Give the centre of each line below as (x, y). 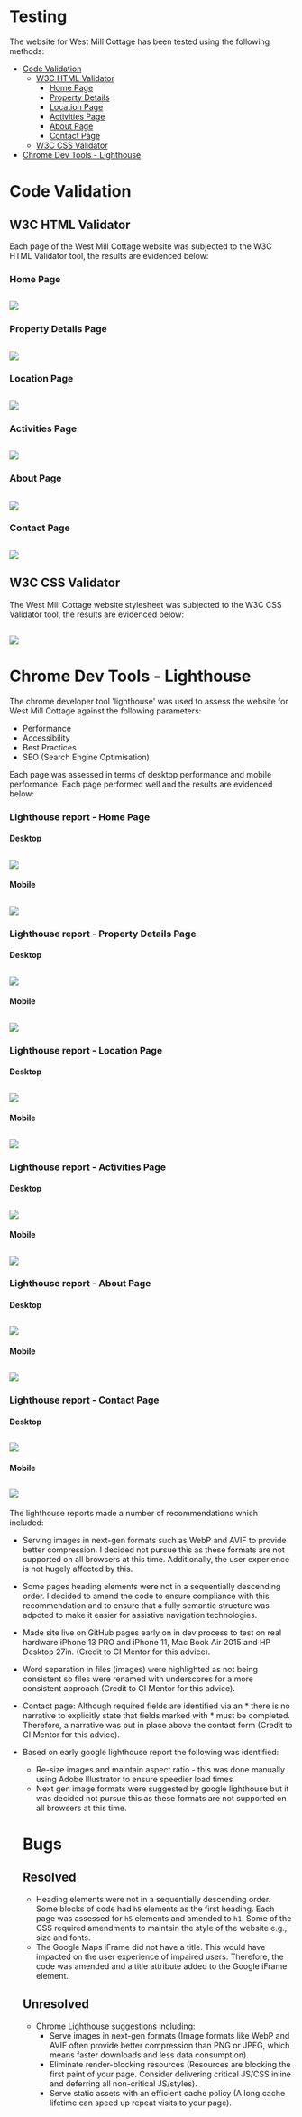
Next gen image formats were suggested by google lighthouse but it (162, 1789)
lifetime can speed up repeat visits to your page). (141, 2103)
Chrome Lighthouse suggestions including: (115, 2026)
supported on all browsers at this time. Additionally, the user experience (156, 1559)
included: (27, 1523)
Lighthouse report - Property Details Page (103, 934)
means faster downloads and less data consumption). (149, 2055)
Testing (38, 17)
